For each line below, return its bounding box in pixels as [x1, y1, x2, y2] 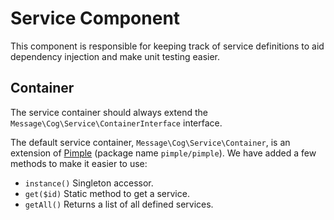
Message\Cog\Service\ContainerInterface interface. [10, 117, 223, 129]
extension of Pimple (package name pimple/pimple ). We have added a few [10, 147, 317, 159]
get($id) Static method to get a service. [24, 187, 190, 199]
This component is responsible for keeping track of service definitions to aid [10, 40, 325, 52]
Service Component [10, 7, 181, 30]
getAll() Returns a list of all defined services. [24, 198, 214, 210]
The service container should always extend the [10, 106, 208, 118]
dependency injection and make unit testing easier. [10, 50, 221, 62]
